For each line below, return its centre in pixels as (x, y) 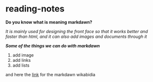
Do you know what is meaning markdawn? (49, 22)
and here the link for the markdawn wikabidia (51, 74)
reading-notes (35, 9)
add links (22, 60)
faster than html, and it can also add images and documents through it (76, 36)
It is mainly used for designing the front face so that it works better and (77, 31)
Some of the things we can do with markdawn (53, 46)
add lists (21, 65)
